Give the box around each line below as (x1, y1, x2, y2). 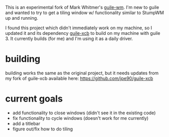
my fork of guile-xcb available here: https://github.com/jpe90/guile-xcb (5, 75, 153, 81)
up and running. (5, 15, 38, 21)
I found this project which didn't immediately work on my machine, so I (5, 25, 152, 31)
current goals (5, 93, 63, 105)
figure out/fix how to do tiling (12, 126, 73, 132)
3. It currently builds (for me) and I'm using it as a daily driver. (5, 35, 133, 41)
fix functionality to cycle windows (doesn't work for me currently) (12, 115, 149, 121)
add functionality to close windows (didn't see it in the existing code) (12, 110, 156, 116)
